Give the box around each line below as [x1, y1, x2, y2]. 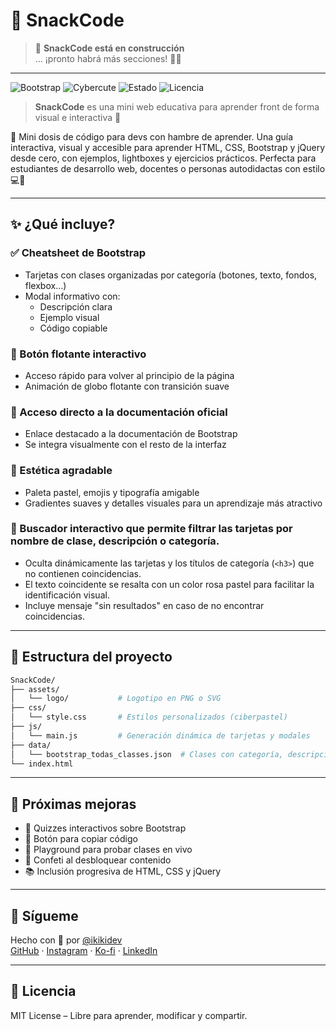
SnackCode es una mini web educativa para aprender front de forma [34, 100, 320, 113]
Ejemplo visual [39, 311, 100, 323]
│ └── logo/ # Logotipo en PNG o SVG [10, 694, 222, 704]
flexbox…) [24, 279, 67, 291]
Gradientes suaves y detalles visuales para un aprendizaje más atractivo [24, 497, 323, 509]
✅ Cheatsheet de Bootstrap [10, 246, 147, 260]
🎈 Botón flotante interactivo [10, 347, 147, 361]
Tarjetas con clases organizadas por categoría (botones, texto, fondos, [24, 269, 318, 281]
